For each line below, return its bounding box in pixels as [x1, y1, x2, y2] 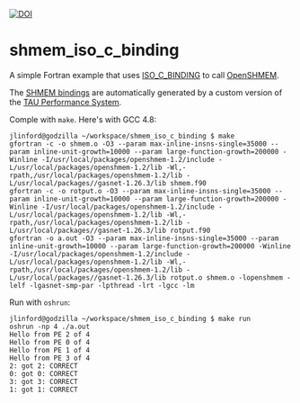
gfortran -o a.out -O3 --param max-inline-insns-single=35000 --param [9, 234, 279, 243]
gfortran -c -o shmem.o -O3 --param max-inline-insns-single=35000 [9, 139, 268, 148]
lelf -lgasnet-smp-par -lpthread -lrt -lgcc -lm [9, 281, 195, 290]
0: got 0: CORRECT [9, 369, 78, 378]
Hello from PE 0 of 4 [9, 337, 91, 346]
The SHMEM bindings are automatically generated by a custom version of [9, 86, 283, 98]
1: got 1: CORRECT [9, 385, 78, 394]
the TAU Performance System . [9, 96, 122, 107]
